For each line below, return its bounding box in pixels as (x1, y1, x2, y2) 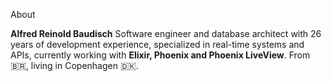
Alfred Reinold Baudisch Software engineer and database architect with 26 (10, 28, 322, 39)
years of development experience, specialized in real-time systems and (10, 39, 305, 50)
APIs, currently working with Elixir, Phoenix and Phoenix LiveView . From (10, 49, 311, 61)
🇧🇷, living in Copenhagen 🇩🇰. (10, 60, 139, 71)
